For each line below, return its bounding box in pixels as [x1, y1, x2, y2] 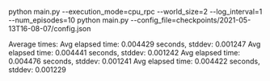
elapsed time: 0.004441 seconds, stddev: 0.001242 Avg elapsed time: [8, 48, 241, 57]
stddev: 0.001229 [8, 65, 66, 75]
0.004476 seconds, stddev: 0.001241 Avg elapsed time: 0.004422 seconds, [8, 56, 260, 66]
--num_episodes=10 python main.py [8, 15, 129, 25]
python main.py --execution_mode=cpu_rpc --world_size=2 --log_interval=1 [8, 7, 263, 16]
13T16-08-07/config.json [8, 24, 91, 33]
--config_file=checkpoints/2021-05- [130, 15, 251, 25]
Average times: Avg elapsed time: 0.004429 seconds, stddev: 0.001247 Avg [8, 39, 261, 49]
